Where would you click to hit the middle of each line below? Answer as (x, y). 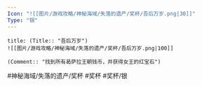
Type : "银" (23, 20)
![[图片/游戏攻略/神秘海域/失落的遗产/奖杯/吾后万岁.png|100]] (90, 48)
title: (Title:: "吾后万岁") (48, 41)
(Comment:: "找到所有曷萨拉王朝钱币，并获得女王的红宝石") (84, 62)
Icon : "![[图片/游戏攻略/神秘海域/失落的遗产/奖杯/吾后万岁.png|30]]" (101, 14)
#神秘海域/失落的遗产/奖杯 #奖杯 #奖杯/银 (67, 76)
